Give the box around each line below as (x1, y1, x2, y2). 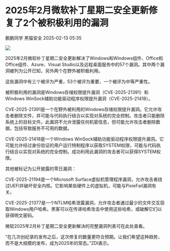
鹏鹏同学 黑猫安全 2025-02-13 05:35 (5, 35, 82, 41)
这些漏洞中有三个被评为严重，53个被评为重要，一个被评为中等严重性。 (5, 78, 153, 84)
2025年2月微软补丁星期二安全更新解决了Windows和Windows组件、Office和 (5, 55, 163, 61)
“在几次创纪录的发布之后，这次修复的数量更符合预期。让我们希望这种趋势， (5, 233, 163, 240)
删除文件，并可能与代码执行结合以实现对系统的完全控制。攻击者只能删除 (14, 112, 165, 119)
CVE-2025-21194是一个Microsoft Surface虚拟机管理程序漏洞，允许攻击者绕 (5, 176, 163, 182)
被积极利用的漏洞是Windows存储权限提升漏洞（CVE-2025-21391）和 (5, 89, 149, 95)
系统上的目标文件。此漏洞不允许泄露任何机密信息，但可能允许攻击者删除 (5, 119, 156, 125)
